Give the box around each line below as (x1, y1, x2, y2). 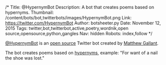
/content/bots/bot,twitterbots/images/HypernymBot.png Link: (5, 15, 132, 20)
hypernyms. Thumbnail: (5, 9, 54, 15)
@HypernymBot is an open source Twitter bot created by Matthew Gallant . (5, 40, 159, 46)
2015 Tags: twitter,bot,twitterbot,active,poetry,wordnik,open (5, 25, 128, 31)
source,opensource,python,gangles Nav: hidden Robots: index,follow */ (5, 31, 152, 36)
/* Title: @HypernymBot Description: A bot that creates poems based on (5, 4, 154, 10)
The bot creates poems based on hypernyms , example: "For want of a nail (5, 50, 158, 56)
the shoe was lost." (5, 55, 44, 61)
